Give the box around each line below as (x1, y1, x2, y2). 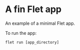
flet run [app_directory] (5, 39, 59, 45)
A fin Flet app (5, 4, 61, 15)
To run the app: (5, 30, 37, 36)
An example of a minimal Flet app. (5, 20, 75, 26)
